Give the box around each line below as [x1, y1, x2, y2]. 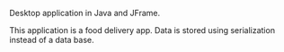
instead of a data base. [9, 35, 94, 45]
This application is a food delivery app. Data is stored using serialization [9, 25, 276, 35]
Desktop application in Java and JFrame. [9, 8, 160, 18]
